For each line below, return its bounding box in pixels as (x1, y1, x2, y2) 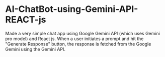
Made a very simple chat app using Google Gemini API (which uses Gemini (5, 30, 160, 36)
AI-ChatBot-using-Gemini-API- (5, 3, 138, 15)
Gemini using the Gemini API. (5, 46, 65, 52)
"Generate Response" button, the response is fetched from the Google (5, 41, 151, 47)
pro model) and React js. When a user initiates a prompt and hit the (5, 36, 144, 42)
